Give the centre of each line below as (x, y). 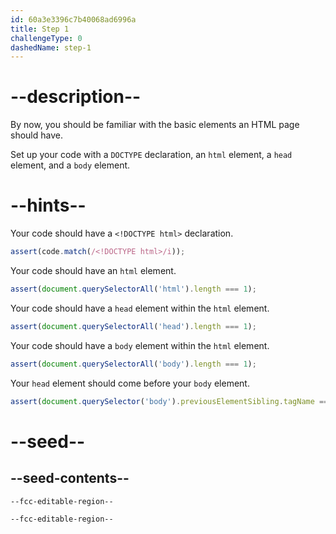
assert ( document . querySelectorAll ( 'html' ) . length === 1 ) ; (133, 289)
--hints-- (48, 205)
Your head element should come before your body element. (130, 383)
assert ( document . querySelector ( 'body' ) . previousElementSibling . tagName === (171, 401)
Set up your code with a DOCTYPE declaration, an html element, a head (151, 155)
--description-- (76, 97)
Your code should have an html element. (93, 270)
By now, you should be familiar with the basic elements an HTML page (155, 125)
